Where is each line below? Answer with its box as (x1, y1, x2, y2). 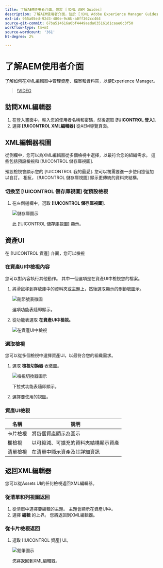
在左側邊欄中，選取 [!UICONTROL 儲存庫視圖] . (12, 200, 105, 206)
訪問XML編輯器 (5, 103, 51, 111)
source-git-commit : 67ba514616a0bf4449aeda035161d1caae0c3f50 (5, 20, 133, 26)
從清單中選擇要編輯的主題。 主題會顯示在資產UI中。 (12, 506, 115, 512)
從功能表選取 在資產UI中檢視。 (12, 317, 73, 322)
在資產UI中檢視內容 (5, 264, 50, 270)
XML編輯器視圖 (5, 139, 51, 147)
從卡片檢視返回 (5, 525, 40, 532)
